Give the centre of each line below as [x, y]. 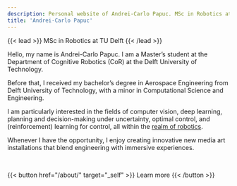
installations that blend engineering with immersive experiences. [101, 147]
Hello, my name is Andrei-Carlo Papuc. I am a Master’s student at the [108, 54]
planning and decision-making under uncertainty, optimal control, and [109, 119]
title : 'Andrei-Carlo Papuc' [50, 20]
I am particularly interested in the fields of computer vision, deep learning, [115, 111]
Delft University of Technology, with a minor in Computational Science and [115, 90]
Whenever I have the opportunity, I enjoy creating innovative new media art [116, 140]
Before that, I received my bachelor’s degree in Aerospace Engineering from [118, 82]
